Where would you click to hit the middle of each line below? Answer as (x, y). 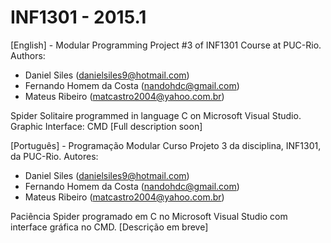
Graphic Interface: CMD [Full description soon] (106, 126)
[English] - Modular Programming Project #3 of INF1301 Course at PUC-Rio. (166, 45)
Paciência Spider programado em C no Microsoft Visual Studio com (149, 216)
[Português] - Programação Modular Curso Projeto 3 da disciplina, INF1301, (166, 145)
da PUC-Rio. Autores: (54, 156)
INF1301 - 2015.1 (78, 17)
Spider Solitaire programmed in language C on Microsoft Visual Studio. (156, 115)
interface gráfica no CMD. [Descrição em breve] (109, 227)
